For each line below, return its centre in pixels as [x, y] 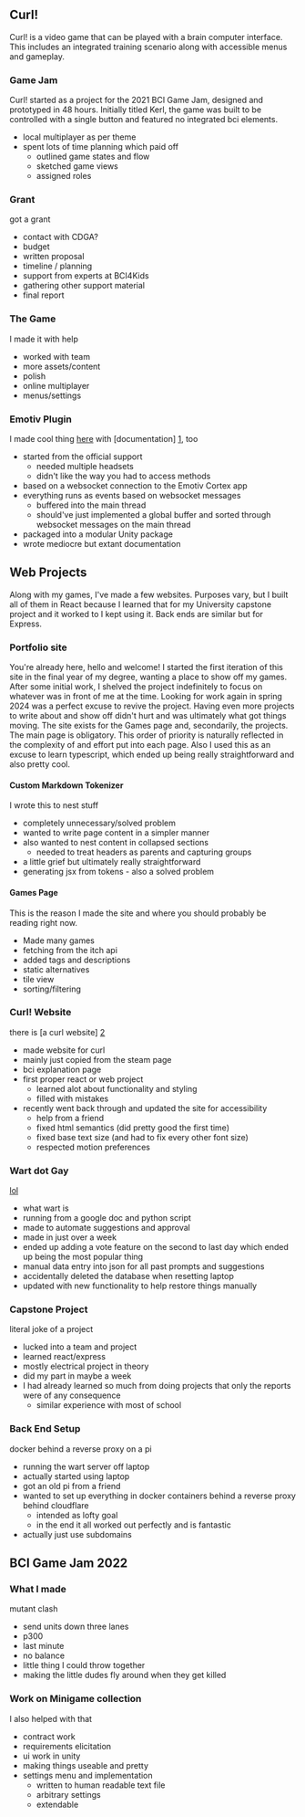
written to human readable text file [101, 1785]
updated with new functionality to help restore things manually [140, 1286]
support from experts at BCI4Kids [86, 276]
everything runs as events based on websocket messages [132, 495]
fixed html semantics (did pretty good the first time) [133, 1128]
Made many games [59, 940]
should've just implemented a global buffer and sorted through [153, 515]
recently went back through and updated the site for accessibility [145, 1108]
